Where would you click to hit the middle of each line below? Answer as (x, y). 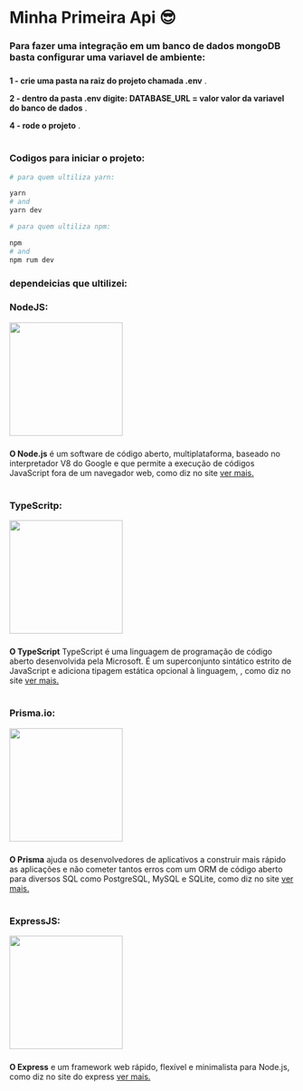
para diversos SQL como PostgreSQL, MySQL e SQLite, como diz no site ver (151, 879)
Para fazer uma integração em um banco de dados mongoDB (145, 46)
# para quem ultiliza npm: (60, 227)
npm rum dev (32, 260)
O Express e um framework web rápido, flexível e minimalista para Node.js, (150, 1067)
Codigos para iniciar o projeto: (77, 159)
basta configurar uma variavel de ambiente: (108, 57)
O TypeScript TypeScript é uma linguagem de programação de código (141, 652)
